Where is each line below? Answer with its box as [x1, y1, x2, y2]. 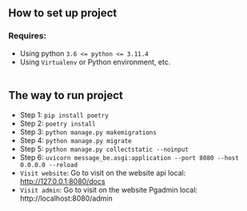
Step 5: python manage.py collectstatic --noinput [19, 144, 189, 153]
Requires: [8, 30, 46, 42]
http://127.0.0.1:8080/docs [19, 176, 106, 186]
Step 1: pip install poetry [19, 109, 110, 119]
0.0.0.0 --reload [19, 161, 78, 169]
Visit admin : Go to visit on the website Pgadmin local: [19, 185, 198, 194]
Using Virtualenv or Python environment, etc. [19, 57, 171, 66]
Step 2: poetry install [19, 118, 96, 128]
